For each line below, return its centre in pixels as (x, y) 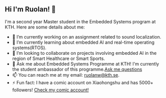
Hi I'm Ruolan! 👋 (31, 9)
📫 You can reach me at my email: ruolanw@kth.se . (66, 75)
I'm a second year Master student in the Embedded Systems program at (80, 21)
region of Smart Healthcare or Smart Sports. (59, 58)
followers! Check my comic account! (50, 90)
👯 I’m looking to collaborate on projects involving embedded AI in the (84, 53)
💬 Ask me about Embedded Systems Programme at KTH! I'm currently (86, 63)
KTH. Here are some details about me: (45, 27)
